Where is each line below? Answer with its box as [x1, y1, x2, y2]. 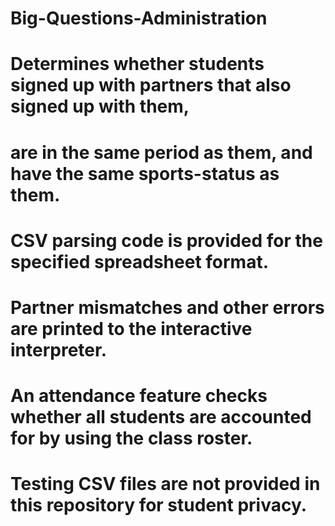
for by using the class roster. [10, 427, 253, 450]
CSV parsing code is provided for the [10, 229, 323, 252]
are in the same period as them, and [10, 141, 313, 164]
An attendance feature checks [10, 385, 268, 407]
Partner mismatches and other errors [10, 296, 325, 319]
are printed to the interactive [10, 317, 253, 340]
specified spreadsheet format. [10, 250, 269, 273]
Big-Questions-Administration [10, 7, 268, 30]
